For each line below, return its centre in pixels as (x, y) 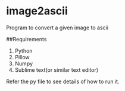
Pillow (22, 57)
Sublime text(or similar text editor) (57, 69)
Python (24, 51)
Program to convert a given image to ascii (57, 28)
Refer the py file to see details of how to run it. (63, 81)
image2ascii (37, 11)
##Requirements (26, 39)
